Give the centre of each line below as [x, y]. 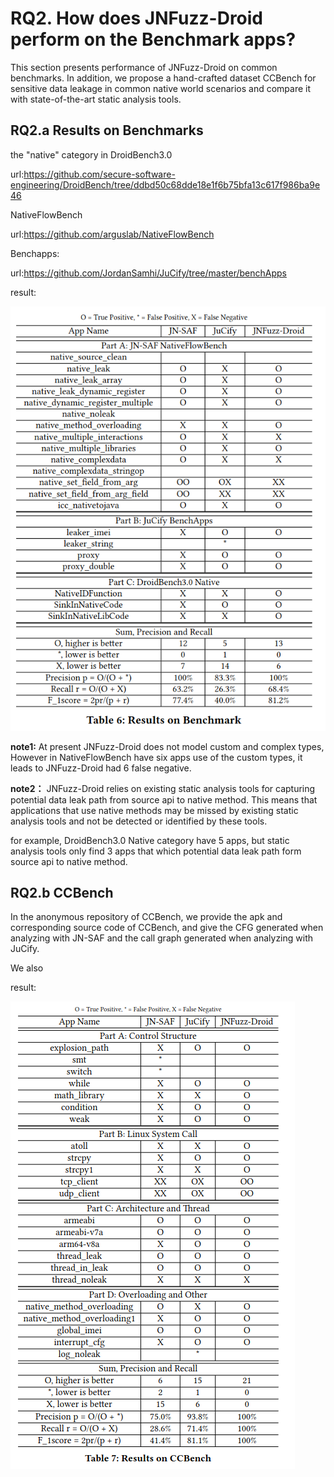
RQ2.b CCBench [62, 892]
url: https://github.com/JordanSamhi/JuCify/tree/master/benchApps [148, 273]
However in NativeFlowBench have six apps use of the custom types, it [156, 757]
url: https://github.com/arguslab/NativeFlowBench [112, 234]
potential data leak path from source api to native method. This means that [164, 799]
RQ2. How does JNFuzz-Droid [137, 18]
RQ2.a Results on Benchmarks [107, 130]
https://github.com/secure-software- [99, 174]
